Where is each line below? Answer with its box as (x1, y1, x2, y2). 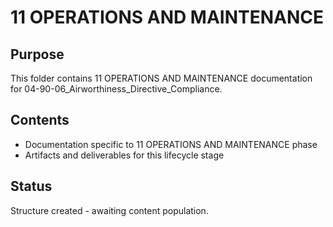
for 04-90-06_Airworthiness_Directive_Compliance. (10, 83, 223, 95)
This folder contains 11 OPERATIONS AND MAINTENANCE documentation (10, 72, 313, 84)
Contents (10, 112, 70, 129)
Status (10, 178, 53, 195)
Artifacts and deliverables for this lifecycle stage (24, 149, 225, 161)
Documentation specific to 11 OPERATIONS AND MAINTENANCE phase (24, 138, 318, 150)
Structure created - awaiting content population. (10, 204, 209, 216)
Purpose (10, 46, 65, 63)
